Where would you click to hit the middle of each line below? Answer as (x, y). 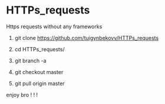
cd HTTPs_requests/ (39, 49)
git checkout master (39, 72)
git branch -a (30, 61)
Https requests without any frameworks (54, 26)
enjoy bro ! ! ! (22, 95)
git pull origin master (39, 83)
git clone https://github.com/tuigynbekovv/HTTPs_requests (87, 38)
